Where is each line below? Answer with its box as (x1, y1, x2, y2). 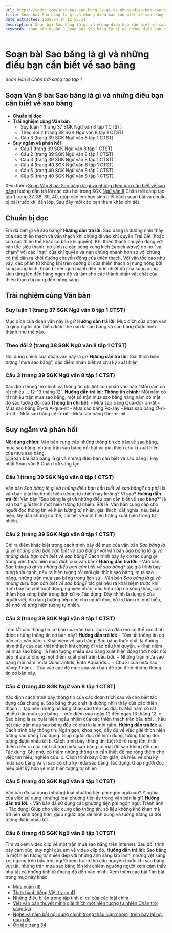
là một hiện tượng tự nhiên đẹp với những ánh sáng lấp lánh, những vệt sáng (5, 852, 166, 858)
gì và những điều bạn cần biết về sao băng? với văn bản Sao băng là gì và (5, 547, 163, 554)
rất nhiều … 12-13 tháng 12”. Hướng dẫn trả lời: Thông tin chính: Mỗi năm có (5, 389, 166, 395)
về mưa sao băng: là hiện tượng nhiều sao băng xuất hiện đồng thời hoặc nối (5, 648, 167, 654)
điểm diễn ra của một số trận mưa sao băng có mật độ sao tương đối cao (5, 743, 159, 749)
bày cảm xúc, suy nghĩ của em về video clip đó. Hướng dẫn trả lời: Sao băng (5, 846, 167, 853)
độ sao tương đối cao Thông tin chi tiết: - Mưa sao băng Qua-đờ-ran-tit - (5, 399, 160, 406)
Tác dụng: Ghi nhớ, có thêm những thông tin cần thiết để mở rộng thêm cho (5, 749, 165, 755)
